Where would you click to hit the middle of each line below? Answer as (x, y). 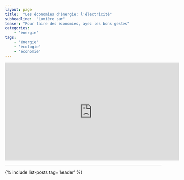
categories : (17, 28)
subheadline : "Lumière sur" (35, 19)
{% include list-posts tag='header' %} (44, 172)
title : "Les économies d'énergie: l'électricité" (59, 14)
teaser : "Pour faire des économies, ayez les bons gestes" (67, 24)
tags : (11, 38)
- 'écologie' (28, 47)
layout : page (19, 10)
